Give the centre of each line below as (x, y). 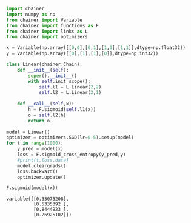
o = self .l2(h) (47, 115)
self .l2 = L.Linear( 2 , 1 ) (70, 93)
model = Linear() (28, 132)
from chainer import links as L (47, 31)
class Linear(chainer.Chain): (45, 64)
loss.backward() (38, 171)
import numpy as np (31, 14)
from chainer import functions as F (52, 25)
